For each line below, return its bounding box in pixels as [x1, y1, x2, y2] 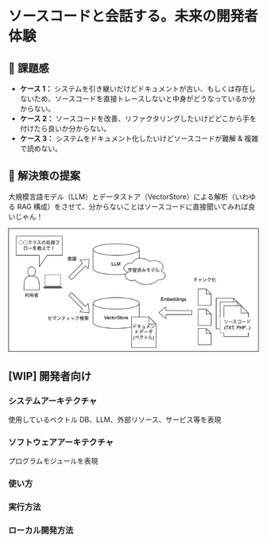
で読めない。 [19, 144, 62, 153]
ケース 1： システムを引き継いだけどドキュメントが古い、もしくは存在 [19, 84, 249, 93]
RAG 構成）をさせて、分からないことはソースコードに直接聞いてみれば [17, 201, 249, 211]
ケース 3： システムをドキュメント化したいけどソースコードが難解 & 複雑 [19, 134, 259, 143]
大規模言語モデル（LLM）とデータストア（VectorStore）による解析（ [8, 192, 236, 201]
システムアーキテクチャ [8, 395, 98, 406]
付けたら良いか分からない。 [19, 124, 111, 133]
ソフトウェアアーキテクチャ [8, 436, 114, 447]
